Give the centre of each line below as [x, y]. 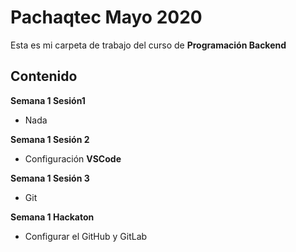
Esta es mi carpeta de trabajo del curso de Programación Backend [148, 45]
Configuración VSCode [73, 158]
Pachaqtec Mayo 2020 [106, 17]
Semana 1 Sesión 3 [50, 178]
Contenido [44, 76]
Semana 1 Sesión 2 [50, 139]
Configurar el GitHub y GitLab [86, 236]
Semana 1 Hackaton [52, 217]
